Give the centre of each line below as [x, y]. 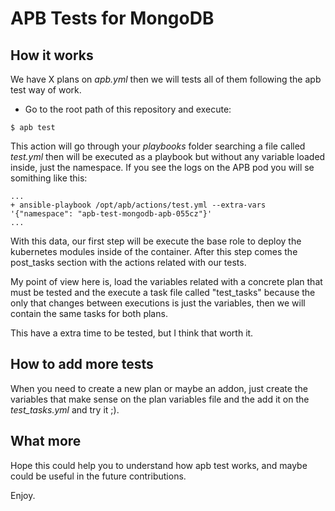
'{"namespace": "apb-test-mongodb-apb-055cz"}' [111, 214]
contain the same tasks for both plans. [89, 313]
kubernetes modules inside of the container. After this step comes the [154, 251]
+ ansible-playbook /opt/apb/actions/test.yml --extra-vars [138, 205]
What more [46, 441]
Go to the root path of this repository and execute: [128, 109]
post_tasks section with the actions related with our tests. [128, 262]
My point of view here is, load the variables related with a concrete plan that [166, 281]
